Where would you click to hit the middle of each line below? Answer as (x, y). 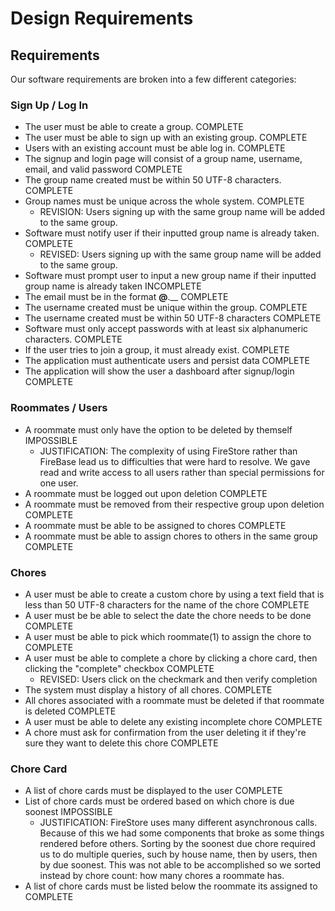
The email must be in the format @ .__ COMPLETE (126, 297)
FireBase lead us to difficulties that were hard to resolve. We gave (175, 461)
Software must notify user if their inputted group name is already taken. (172, 233)
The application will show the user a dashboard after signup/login (159, 371)
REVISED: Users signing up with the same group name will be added (180, 254)
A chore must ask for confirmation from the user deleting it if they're (165, 732)
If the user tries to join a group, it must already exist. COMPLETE (157, 350)
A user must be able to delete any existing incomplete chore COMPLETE (173, 721)
